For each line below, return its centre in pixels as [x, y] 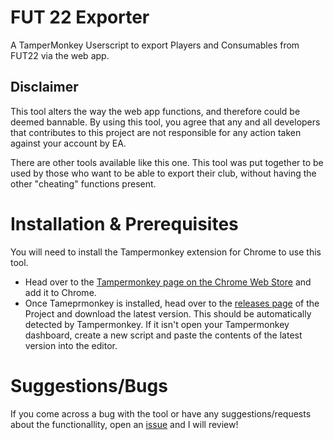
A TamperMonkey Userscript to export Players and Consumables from [155, 45]
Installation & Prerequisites [124, 223]
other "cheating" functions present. [83, 183]
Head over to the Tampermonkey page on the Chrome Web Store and [168, 282]
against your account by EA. [68, 143]
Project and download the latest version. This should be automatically [168, 313]
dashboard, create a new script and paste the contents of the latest [163, 335]
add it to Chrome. [60, 292]
